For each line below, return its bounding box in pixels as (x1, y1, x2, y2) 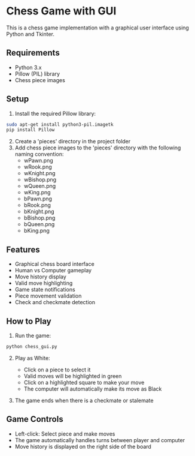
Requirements (6, 48, 60, 58)
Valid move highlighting (14, 280, 73, 287)
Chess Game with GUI (6, 4, 117, 18)
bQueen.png (23, 221, 55, 228)
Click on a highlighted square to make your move (23, 379, 145, 386)
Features (6, 244, 40, 254)
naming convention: (14, 151, 64, 158)
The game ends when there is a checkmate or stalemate (14, 397, 154, 404)
